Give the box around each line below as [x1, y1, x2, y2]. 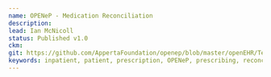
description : [8, 19, 52, 27]
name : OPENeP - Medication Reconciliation [8, 11, 153, 20]
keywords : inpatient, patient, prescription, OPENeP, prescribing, [8, 57, 240, 65]
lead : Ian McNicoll [8, 26, 74, 34]
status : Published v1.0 [8, 34, 89, 43]
